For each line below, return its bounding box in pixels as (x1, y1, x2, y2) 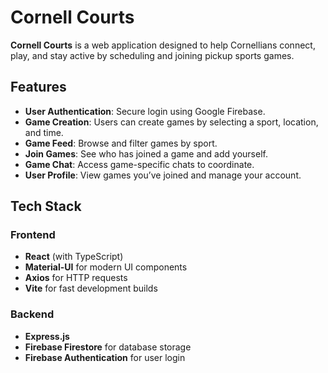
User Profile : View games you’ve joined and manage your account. (24, 169, 302, 181)
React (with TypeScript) (24, 251, 124, 263)
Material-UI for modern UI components (24, 261, 188, 273)
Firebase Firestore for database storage (24, 341, 192, 353)
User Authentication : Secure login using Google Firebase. (24, 105, 266, 117)
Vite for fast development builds (24, 282, 158, 295)
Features (10, 79, 67, 96)
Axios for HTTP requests (24, 272, 128, 284)
